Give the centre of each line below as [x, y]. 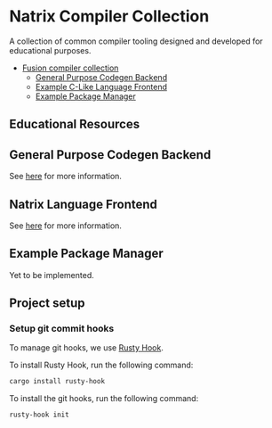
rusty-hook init [39, 415]
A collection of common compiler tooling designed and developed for [136, 41]
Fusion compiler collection [70, 68]
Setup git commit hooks [62, 329]
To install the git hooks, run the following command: [104, 399]
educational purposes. [50, 50]
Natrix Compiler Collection [109, 16]
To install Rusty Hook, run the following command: [101, 365]
